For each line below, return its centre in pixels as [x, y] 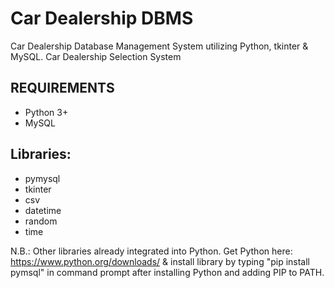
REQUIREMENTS [62, 88]
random [41, 221]
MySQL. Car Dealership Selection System [96, 56]
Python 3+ [46, 112]
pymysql [42, 178]
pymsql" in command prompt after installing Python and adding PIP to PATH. [167, 272]
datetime [43, 210]
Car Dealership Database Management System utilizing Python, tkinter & [159, 46]
